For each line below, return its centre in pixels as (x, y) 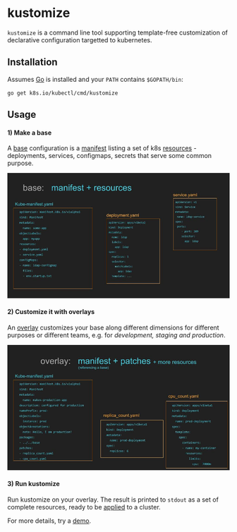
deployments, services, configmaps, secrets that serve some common (110, 156)
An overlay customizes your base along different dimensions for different (114, 328)
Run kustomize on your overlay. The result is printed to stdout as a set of (113, 500)
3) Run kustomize (34, 484)
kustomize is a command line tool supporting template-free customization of (117, 32)
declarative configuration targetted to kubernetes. (80, 40)
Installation (32, 62)
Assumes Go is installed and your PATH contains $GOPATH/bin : (95, 79)
